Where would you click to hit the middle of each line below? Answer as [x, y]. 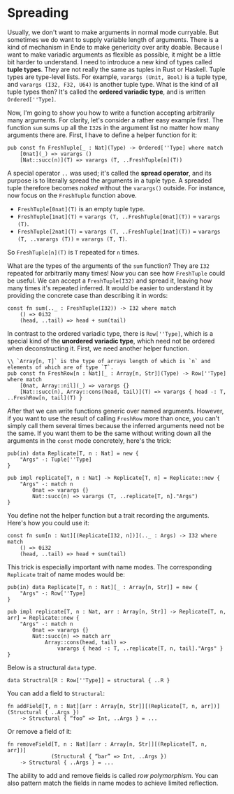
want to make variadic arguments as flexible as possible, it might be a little [114, 55]
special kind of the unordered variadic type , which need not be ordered [111, 341]
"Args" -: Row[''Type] [53, 593]
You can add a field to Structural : [56, 693]
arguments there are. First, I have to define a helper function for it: [102, 135]
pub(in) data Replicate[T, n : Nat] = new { [73, 453]
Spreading [38, 13]
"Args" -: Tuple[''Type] [56, 460]
